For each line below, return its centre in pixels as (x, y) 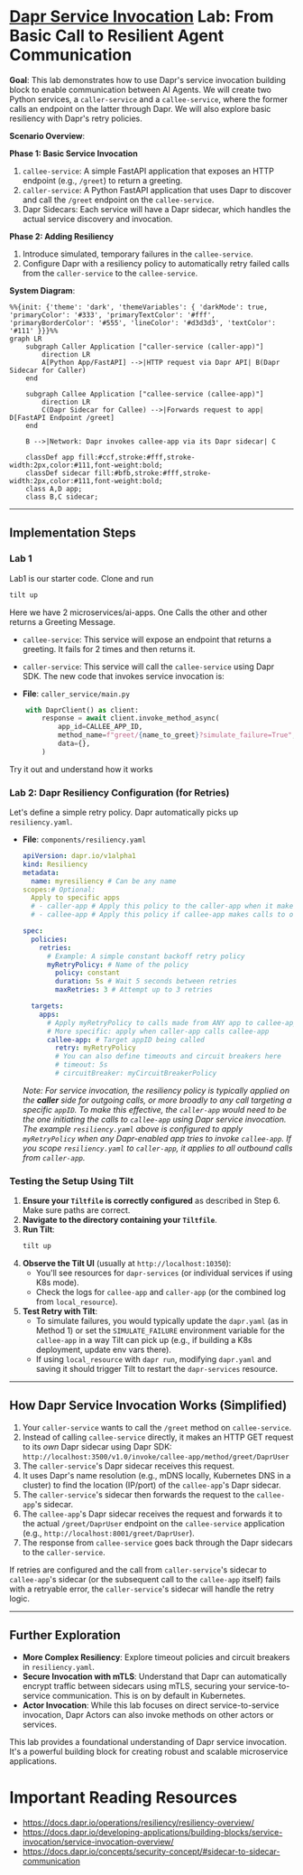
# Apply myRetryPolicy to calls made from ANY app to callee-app (172, 1022)
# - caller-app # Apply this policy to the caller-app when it (152, 906)
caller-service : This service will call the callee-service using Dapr (148, 667)
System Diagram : (42, 290)
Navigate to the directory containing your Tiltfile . (120, 1220)
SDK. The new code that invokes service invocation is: (124, 676)
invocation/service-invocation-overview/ (98, 1842)
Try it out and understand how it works (81, 769)
